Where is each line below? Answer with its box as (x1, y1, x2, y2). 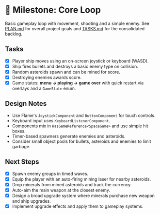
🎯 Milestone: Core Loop (5, 4, 101, 16)
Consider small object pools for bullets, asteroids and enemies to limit (12, 138, 151, 144)
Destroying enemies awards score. (12, 74, 82, 80)
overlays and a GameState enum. (12, 85, 76, 92)
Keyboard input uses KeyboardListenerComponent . (12, 117, 111, 123)
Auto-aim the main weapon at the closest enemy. (12, 187, 111, 193)
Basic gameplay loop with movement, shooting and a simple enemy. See (5, 20, 149, 26)
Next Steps (5, 158, 39, 166)
